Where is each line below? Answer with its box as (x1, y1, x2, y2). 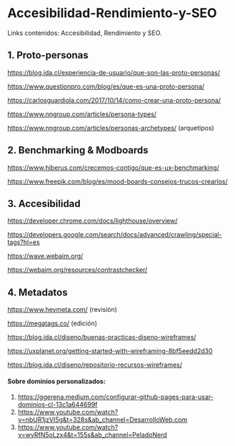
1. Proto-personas (7, 49, 89, 61)
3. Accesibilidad (7, 198, 81, 210)
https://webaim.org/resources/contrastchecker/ (7, 265, 148, 274)
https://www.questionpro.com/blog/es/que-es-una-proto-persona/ (7, 82, 205, 91)
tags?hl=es (7, 238, 41, 247)
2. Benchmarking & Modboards (7, 144, 149, 156)
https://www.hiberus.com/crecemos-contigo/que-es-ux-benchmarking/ (7, 163, 219, 172)
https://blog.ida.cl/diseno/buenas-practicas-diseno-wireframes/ (7, 333, 196, 342)
